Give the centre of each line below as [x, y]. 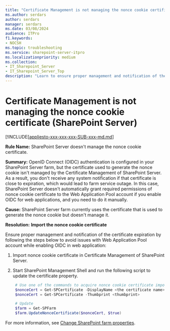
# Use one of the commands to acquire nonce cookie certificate [84, 285]
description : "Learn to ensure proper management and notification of [81, 76]
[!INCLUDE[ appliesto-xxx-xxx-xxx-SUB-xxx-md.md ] [60, 137]
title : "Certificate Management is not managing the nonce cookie [77, 10]
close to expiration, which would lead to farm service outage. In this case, [82, 183]
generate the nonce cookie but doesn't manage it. [57, 215]
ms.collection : [21, 62]
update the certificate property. [45, 276]
